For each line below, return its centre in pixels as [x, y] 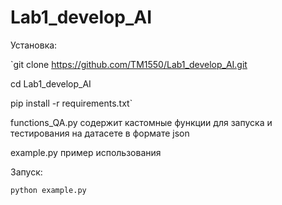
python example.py [48, 190]
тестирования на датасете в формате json [100, 133]
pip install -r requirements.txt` [71, 103]
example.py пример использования [86, 152]
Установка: [34, 45]
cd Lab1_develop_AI [51, 83]
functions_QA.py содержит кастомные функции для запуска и [141, 122]
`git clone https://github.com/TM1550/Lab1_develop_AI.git [129, 64]
